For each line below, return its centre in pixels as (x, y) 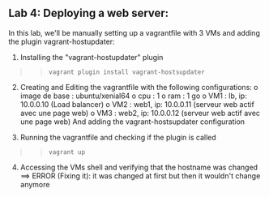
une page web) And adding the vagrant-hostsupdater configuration (132, 122)
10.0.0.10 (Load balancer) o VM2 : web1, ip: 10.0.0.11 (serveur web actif (137, 104)
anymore (35, 184)
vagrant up (67, 152)
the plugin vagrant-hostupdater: (62, 41)
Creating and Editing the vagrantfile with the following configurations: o (139, 87)
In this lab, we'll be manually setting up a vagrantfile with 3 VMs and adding (134, 32)
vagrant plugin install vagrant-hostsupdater (126, 72)
